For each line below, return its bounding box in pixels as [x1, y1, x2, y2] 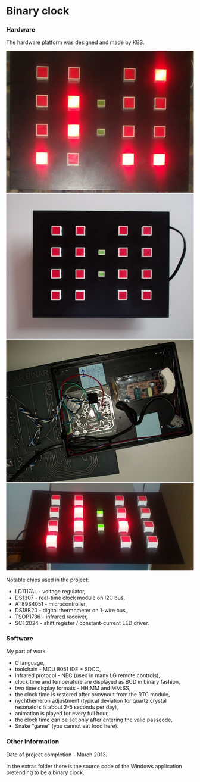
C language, [14, 659, 45, 667]
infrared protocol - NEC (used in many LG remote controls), [14, 672, 161, 679]
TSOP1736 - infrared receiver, [14, 613, 88, 620]
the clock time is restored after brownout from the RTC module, [14, 691, 171, 698]
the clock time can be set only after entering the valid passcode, [14, 716, 173, 724]
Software [6, 634, 34, 643]
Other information [6, 737, 60, 746]
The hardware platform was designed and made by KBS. [6, 39, 145, 46]
